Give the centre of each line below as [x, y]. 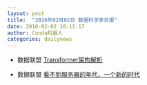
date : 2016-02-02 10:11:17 [46, 26]
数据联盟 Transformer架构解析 [60, 60]
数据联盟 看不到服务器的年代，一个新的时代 [78, 75]
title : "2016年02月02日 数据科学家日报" [62, 20]
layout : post [26, 13]
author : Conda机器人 [35, 33]
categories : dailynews [40, 39]
